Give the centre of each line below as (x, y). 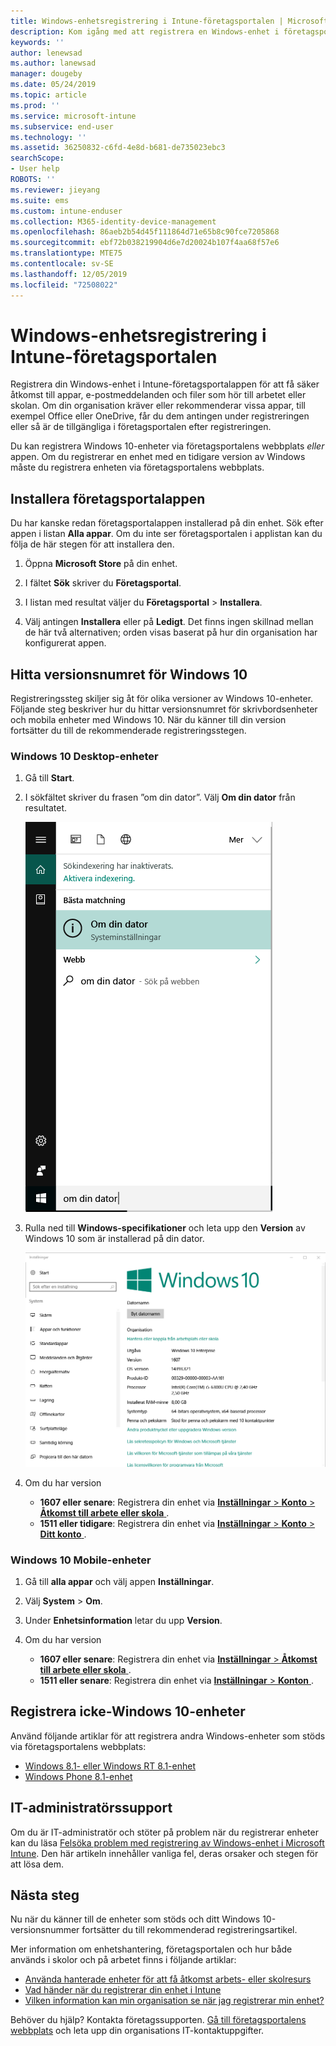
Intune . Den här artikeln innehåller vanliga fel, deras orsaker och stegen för (164, 1853)
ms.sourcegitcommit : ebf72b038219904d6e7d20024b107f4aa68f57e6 (145, 243)
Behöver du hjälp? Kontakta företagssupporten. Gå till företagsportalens (158, 2020)
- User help (35, 169)
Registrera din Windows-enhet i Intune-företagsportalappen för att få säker (165, 384)
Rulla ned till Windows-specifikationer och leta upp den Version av (165, 1228)
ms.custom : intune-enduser (66, 211)
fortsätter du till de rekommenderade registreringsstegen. (128, 731)
